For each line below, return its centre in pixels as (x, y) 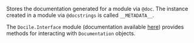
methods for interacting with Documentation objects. (71, 33)
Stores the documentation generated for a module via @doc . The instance (97, 9)
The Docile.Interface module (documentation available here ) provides (95, 27)
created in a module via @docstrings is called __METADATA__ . (80, 15)
